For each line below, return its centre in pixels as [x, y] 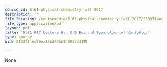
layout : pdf [17, 28]
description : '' [22, 14]
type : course [19, 37]
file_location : [21, 19]
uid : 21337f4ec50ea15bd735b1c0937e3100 [46, 42]
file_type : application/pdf [34, 23]
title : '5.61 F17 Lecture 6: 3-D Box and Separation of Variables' [78, 33]
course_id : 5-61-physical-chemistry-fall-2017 [54, 10]
